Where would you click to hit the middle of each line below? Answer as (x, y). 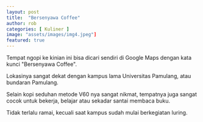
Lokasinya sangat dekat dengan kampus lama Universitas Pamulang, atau (99, 76)
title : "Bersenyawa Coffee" (43, 18)
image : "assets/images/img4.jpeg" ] (52, 35)
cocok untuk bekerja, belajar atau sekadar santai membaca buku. (88, 101)
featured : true (26, 40)
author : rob (21, 23)
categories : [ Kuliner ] (38, 29)
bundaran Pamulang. (33, 82)
